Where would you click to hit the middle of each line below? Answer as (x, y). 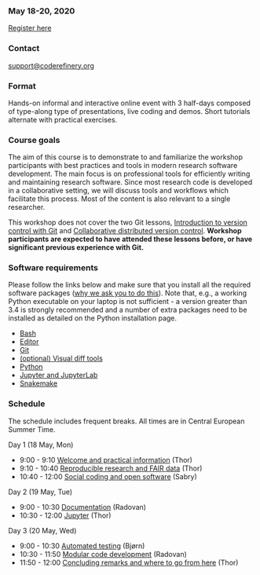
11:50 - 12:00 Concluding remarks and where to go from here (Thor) (129, 562)
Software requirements (53, 268)
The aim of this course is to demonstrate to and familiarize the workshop (126, 157)
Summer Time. (32, 429)
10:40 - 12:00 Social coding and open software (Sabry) (108, 476)
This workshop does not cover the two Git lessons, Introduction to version (128, 222)
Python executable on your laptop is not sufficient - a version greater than (128, 302)
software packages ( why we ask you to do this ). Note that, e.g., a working (128, 293)
